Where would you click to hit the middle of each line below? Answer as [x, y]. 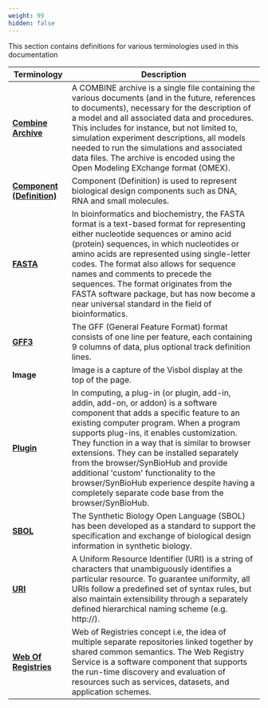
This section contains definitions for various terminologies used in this [124, 46]
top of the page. [101, 379]
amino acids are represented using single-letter [161, 254]
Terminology [38, 74]
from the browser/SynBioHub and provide [150, 462]
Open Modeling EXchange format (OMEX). [151, 167]
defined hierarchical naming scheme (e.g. [150, 609]
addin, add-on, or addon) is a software [144, 402]
